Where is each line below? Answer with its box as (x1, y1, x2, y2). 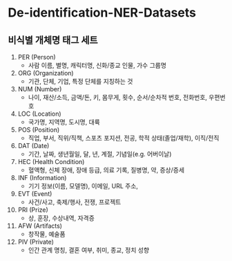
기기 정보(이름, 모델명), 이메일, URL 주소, (28, 182, 139, 190)
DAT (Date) (17, 142, 50, 150)
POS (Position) (17, 126, 60, 134)
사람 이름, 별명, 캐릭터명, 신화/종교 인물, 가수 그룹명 (28, 61, 166, 69)
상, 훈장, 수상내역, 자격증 (28, 214, 95, 222)
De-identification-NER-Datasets (8, 5, 196, 21)
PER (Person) (17, 53, 56, 61)
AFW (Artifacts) (17, 222, 63, 230)
